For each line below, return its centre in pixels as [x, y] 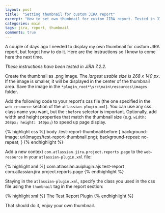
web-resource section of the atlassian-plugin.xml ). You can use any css [78, 106]
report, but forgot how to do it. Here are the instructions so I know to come [81, 52]
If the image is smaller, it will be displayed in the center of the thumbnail [78, 81]
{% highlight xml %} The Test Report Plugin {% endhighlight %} [69, 196]
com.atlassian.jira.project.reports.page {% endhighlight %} [65, 172]
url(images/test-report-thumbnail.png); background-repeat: [80, 137]
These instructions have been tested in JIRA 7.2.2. [56, 66]
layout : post [18, 10]
